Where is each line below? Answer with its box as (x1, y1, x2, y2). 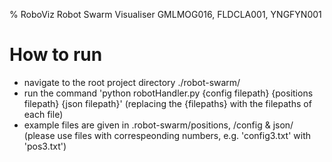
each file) (23, 108, 64, 120)
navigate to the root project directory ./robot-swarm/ (23, 76, 241, 88)
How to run (9, 44, 103, 66)
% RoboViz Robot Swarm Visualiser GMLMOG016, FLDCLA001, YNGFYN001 (9, 9, 322, 20)
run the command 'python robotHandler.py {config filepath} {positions (23, 87, 314, 99)
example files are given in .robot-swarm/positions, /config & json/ (23, 119, 294, 131)
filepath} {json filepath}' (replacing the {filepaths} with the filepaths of (23, 97, 312, 109)
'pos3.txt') (23, 140, 67, 152)
